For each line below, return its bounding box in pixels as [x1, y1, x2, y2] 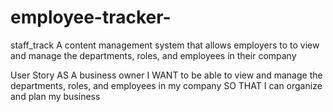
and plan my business [10, 90, 101, 102]
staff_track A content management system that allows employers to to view [10, 39, 320, 51]
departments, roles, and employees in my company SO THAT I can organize [10, 79, 323, 91]
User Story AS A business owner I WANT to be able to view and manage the [10, 69, 323, 81]
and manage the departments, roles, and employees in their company [10, 49, 297, 61]
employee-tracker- [10, 6, 172, 29]
